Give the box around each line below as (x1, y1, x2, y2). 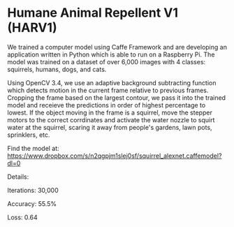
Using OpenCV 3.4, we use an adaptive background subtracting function (7, 78, 217, 87)
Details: (7, 173, 29, 181)
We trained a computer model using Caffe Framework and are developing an (7, 43, 227, 51)
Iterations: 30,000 (7, 186, 59, 194)
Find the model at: (7, 144, 59, 152)
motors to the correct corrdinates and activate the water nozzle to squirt (7, 115, 215, 124)
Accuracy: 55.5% (7, 199, 57, 207)
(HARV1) (7, 20, 57, 36)
